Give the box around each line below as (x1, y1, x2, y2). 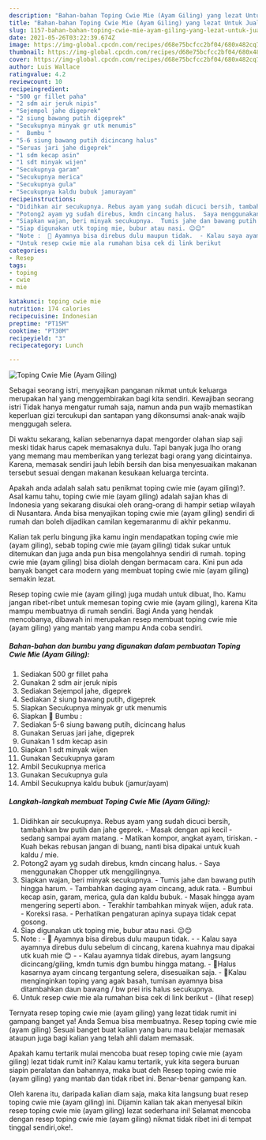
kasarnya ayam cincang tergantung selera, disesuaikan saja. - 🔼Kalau (20, 968, 247, 977)
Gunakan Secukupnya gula (20, 770, 109, 780)
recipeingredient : (9, 85, 69, 93)
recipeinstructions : (9, 195, 77, 203)
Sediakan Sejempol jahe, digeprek (20, 687, 132, 696)
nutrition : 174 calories (9, 305, 91, 313)
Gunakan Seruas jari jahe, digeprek (20, 728, 135, 738)
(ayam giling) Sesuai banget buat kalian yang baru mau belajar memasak (9, 1025, 245, 1035)
